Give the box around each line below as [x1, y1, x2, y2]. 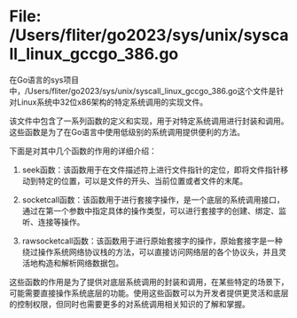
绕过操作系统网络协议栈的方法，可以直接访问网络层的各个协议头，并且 [21, 246, 279, 257]
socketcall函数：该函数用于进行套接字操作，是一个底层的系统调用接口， [21, 194, 285, 205]
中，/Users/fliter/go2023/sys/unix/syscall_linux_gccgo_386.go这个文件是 [9, 85, 277, 96]
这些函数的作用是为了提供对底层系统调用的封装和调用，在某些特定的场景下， [9, 276, 289, 287]
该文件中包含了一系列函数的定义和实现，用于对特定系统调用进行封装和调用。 [9, 115, 289, 126]
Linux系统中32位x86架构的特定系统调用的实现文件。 [16, 96, 208, 107]
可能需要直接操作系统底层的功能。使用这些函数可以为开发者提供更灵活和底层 [9, 287, 289, 298]
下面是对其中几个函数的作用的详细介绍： [9, 145, 157, 156]
